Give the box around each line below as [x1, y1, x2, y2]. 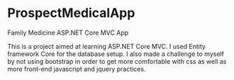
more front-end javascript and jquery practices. [7, 64, 146, 73]
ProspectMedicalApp [7, 5, 135, 21]
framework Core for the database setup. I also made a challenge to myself [7, 50, 225, 58]
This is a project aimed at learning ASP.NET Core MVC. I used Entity [7, 42, 206, 50]
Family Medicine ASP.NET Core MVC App [7, 28, 129, 37]
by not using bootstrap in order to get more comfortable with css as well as [7, 57, 227, 65]
